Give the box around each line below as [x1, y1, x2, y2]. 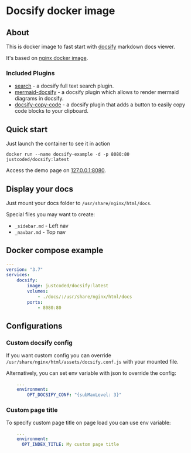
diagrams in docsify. [14, 95, 64, 102]
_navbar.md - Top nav [14, 228, 66, 236]
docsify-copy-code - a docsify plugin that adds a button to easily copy [14, 101, 186, 108]
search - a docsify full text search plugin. [14, 82, 114, 89]
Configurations [6, 321, 63, 331]
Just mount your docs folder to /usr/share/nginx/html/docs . [6, 199, 152, 206]
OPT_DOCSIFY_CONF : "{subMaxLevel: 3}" [27, 392, 122, 398]
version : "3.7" [6, 266, 43, 273]
